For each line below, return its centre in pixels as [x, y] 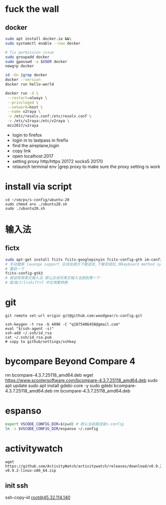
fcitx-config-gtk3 [24, 274]
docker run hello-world [30, 84]
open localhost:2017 [33, 156]
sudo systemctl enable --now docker [43, 43]
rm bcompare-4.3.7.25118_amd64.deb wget [49, 375]
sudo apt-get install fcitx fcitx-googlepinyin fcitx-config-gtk [74, 259]
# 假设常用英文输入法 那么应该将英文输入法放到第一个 [53, 278]
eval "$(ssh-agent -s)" [30, 329]
